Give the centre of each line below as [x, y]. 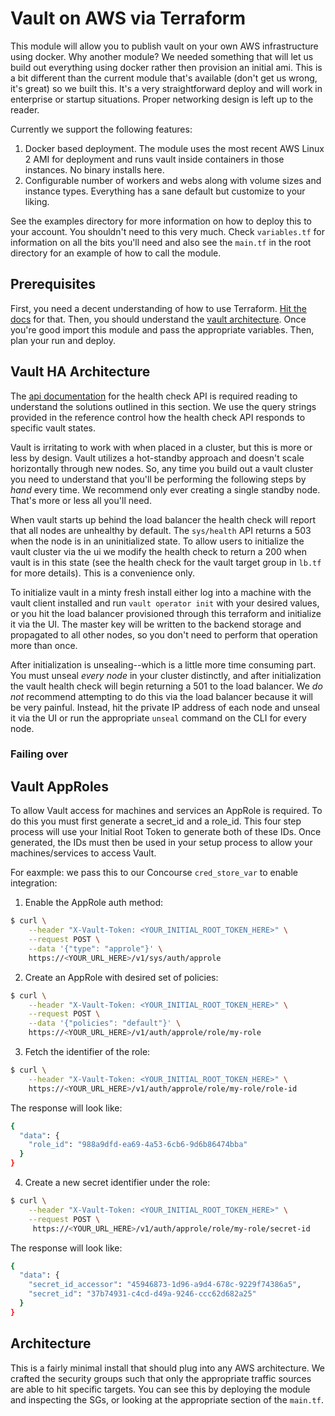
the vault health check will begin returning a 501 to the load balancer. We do [166, 686]
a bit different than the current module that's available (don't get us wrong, [164, 78]
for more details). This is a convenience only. [103, 573]
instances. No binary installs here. [94, 169]
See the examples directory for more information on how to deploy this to [161, 221]
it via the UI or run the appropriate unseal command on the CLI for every [158, 718]
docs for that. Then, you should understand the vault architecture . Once [158, 319]
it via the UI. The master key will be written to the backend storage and [156, 624]
